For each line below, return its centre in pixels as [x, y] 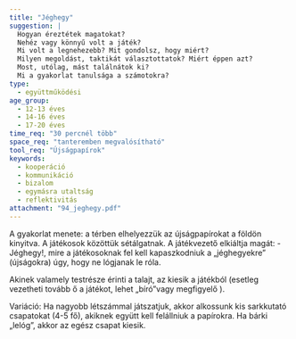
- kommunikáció [45, 175]
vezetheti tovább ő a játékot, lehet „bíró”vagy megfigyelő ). [117, 289]
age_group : [29, 100]
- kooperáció [41, 167]
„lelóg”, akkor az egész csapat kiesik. [78, 325]
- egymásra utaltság [55, 192]
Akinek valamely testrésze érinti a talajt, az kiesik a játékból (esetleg [134, 279]
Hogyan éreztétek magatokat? [71, 34]
